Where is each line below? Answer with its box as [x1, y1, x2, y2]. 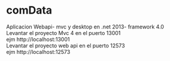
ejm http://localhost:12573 [6, 48, 71, 55]
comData [6, 4, 53, 17]
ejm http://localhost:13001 [6, 36, 70, 43]
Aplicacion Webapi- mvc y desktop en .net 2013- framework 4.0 [6, 23, 165, 30]
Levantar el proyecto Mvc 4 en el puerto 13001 [6, 29, 121, 36]
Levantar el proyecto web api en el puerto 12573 [6, 42, 125, 49]
